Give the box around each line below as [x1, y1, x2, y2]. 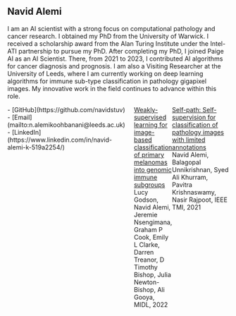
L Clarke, [133, 240, 160, 249]
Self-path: [172, 105, 201, 114]
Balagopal [172, 158, 201, 166]
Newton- [133, 278, 160, 286]
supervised [133, 113, 167, 121]
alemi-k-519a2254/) [7, 142, 66, 151]
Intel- [210, 39, 226, 48]
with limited [172, 135, 206, 144]
